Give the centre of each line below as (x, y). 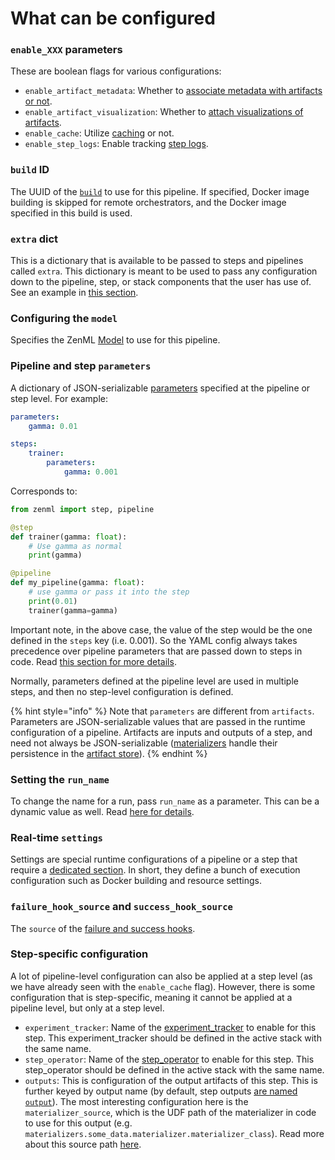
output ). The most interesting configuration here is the (136, 1101)
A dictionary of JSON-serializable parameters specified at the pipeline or (160, 388)
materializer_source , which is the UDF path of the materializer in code (170, 1112)
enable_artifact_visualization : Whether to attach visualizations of (164, 112)
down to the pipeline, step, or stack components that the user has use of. (161, 282)
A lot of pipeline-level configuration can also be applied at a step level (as (161, 976)
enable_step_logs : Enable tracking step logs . (116, 144)
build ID (30, 170)
